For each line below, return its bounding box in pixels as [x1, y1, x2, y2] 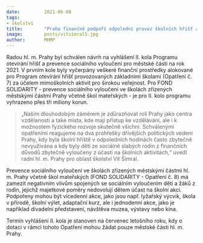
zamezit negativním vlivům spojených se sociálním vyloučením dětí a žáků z [6, 180, 196, 187]
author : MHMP [6, 37, 56, 43]
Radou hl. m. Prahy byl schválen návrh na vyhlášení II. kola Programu [6, 54, 178, 60]
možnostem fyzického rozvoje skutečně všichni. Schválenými [21, 123, 175, 130]
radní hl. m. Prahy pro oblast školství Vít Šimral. [21, 155, 139, 162]
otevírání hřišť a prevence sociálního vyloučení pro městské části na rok [6, 60, 185, 67]
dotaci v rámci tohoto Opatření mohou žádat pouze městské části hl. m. [6, 224, 184, 230]
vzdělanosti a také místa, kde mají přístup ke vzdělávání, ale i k [21, 117, 177, 124]
